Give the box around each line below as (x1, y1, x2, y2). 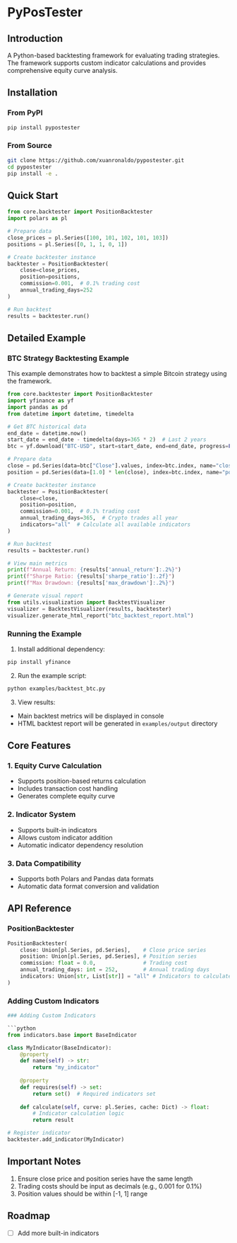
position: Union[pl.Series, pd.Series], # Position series (20, 953, 197, 960)
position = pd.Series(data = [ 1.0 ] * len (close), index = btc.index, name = (7, 469, 222, 476)
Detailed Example (7, 332, 86, 344)
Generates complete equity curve (17, 792, 115, 801)
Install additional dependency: (17, 645, 106, 653)
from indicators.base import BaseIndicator (7, 1031, 138, 1038)
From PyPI (7, 108, 44, 118)
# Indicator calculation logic (32, 1110, 125, 1117)
